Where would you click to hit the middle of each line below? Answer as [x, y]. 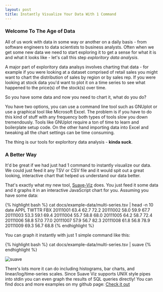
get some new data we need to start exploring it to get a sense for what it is [81, 52]
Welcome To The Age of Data [40, 31]
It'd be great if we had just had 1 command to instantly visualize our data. [78, 165]
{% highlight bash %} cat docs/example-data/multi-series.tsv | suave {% [78, 245]
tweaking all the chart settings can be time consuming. [60, 132]
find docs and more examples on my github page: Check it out [67, 284]
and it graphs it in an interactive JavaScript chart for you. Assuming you [77, 190]
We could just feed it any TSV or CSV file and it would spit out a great [75, 170]
